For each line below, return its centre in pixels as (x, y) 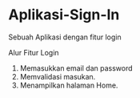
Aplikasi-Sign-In (64, 15)
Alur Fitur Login (34, 52)
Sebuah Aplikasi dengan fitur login (65, 37)
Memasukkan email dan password (76, 68)
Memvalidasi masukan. (58, 76)
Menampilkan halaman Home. (69, 85)
